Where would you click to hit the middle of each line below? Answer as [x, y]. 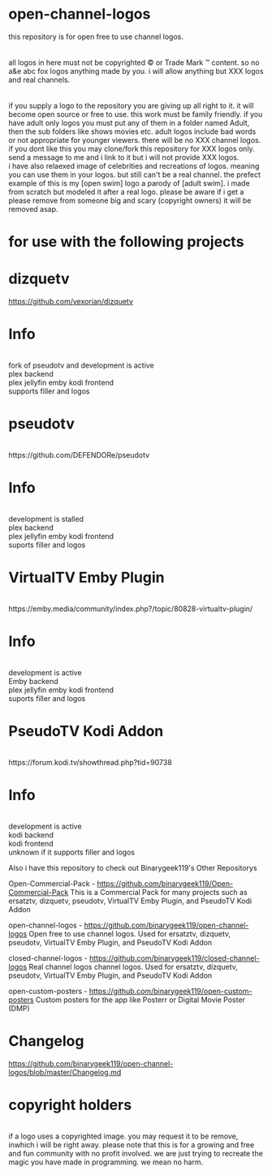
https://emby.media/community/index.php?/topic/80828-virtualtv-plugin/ [131, 609]
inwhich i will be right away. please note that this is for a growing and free [132, 1144]
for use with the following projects [126, 242]
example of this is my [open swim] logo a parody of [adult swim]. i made [129, 183]
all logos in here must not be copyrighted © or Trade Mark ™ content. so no [134, 62]
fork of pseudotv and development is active [81, 365]
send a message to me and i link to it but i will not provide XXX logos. [124, 157]
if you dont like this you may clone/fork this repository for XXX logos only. [132, 148]
